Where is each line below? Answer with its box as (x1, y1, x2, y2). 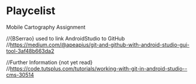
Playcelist (6, 4, 56, 18)
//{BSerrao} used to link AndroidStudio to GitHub (6, 35, 125, 42)
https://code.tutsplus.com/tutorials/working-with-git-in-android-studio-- (10, 65, 188, 72)
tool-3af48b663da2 (6, 47, 55, 54)
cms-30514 (6, 71, 34, 78)
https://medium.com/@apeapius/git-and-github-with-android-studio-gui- (10, 41, 190, 48)
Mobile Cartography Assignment (6, 23, 86, 31)
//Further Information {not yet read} (6, 59, 93, 66)
